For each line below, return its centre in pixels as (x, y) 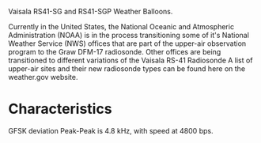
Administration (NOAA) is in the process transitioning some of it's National (129, 35)
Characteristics (60, 109)
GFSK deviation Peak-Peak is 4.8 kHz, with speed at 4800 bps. (111, 130)
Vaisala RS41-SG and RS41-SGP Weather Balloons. (91, 11)
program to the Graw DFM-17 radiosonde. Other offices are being (115, 52)
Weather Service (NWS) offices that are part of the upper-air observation (127, 43)
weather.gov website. (43, 77)
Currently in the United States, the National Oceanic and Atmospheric (121, 26)
